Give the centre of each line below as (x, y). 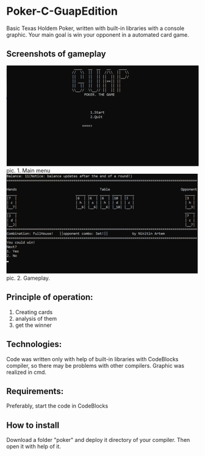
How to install (33, 425)
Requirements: (35, 391)
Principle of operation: (50, 297)
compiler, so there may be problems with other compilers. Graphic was (95, 365)
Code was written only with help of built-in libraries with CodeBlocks (92, 359)
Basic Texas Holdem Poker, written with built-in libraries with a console (95, 28)
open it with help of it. (34, 447)
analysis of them (36, 318)
